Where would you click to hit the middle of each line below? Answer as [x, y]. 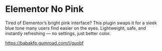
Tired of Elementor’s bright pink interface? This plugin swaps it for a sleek [81, 23]
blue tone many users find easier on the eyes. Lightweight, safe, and [76, 28]
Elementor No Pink [44, 9]
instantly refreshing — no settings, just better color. [58, 33]
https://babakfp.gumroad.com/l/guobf [44, 43]
